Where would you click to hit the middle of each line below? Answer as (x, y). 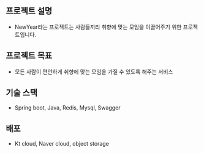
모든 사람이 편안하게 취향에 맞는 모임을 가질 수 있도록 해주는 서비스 (94, 72)
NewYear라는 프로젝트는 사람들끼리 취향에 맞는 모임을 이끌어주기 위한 (98, 27)
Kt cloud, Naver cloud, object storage (62, 144)
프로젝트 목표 (29, 56)
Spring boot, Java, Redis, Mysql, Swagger (67, 108)
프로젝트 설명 (29, 11)
